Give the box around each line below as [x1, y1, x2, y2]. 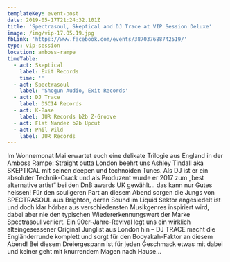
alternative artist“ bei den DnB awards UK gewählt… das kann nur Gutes [7, 181, 213, 189]
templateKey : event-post [7, 10, 79, 17]
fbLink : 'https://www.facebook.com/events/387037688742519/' [7, 36, 188, 43]
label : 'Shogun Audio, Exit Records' [19, 87, 129, 94]
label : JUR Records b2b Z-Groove [19, 113, 116, 120]
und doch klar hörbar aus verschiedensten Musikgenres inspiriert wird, [7, 203, 210, 211]
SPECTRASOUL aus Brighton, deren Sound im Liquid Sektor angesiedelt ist [7, 195, 221, 204]
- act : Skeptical [13, 62, 64, 69]
